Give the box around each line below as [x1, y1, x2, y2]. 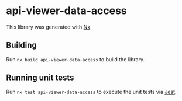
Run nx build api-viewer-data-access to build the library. [6, 55, 145, 62]
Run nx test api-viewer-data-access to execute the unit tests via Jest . [6, 88, 177, 95]
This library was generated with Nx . [6, 23, 92, 30]
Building [6, 40, 37, 50]
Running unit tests [6, 73, 74, 83]
